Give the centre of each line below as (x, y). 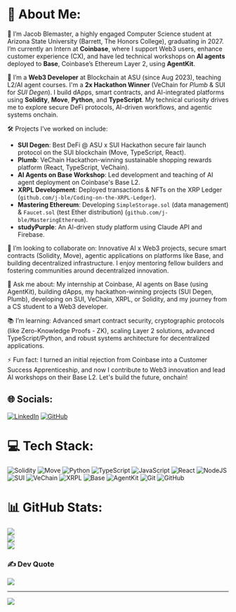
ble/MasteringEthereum (51, 220)
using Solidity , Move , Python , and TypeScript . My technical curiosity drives (118, 99)
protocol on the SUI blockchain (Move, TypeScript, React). (101, 152)
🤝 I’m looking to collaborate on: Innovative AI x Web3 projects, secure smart (117, 248)
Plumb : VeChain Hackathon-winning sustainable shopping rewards (114, 159)
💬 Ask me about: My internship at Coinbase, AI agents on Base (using (108, 284)
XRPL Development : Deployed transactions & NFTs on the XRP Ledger (120, 190)
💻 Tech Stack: (51, 446)
